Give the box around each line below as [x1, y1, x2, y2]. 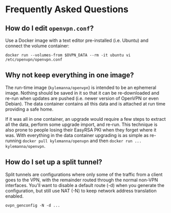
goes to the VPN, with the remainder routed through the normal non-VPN [5, 177, 158, 183]
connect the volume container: [5, 43, 70, 49]
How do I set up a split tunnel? [5, 158, 103, 167]
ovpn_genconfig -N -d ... [5, 203, 60, 208]
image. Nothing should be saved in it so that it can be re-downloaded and [5, 90, 159, 96]
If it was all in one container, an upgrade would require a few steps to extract [5, 116, 166, 122]
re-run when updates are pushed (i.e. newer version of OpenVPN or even [5, 95, 159, 101]
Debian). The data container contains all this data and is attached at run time [5, 100, 165, 107]
